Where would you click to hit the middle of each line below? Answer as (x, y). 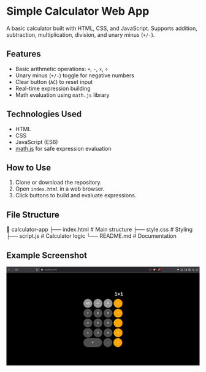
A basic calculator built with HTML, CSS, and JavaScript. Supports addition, (102, 28)
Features (24, 54)
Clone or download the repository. (59, 183)
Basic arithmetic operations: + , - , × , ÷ (62, 69)
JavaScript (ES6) (36, 142)
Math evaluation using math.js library (62, 95)
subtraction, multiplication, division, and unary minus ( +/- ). (81, 34)
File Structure (33, 215)
